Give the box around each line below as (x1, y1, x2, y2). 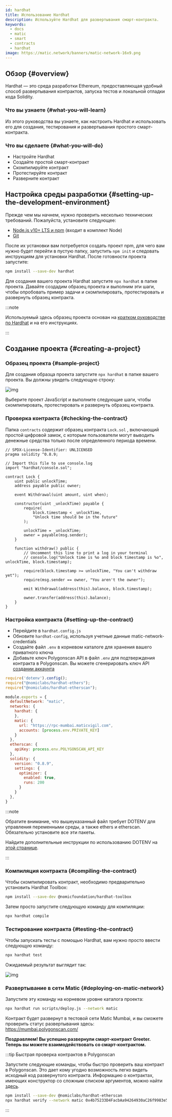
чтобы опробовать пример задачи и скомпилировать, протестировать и (5, 289, 164, 295)
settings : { (14, 766, 40, 771)
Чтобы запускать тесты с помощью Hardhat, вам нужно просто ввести (5, 937, 160, 943)
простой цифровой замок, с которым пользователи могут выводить (5, 432, 155, 438)
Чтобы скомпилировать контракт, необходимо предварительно (5, 879, 145, 885)
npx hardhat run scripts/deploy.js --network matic (5, 1006, 118, 1011)
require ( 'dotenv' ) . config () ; (5, 676, 68, 681)
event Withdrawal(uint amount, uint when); (14, 492, 109, 497)
